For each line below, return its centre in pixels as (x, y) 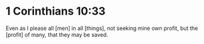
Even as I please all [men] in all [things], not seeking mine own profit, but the (102, 28)
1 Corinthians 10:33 (56, 11)
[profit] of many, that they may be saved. (57, 34)
